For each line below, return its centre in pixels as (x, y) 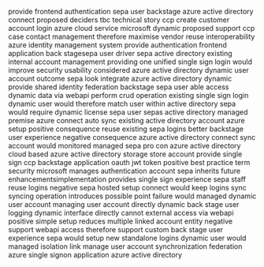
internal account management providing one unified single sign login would (130, 62)
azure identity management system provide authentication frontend (117, 45)
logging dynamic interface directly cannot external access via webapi (121, 213)
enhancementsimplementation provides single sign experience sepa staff (127, 179)
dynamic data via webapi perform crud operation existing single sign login (128, 95)
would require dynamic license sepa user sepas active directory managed (128, 112)
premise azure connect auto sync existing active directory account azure (127, 120)
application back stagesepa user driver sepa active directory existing (120, 53)
